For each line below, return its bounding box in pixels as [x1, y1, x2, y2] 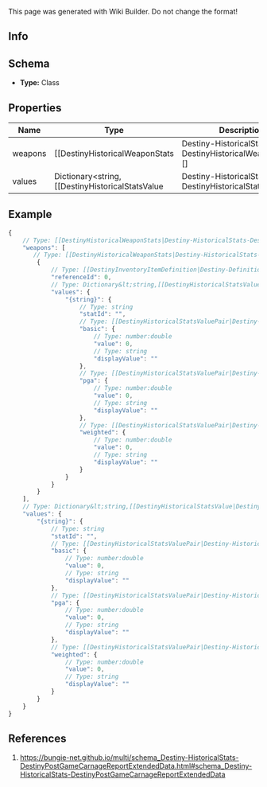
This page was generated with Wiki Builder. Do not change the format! [8, 7, 238, 16]
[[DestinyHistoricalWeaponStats [54, 148, 175, 159]
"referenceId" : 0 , [50, 274, 112, 282]
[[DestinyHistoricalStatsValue [54, 181, 164, 192]
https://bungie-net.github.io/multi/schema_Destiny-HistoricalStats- [19, 753, 239, 762]
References [8, 731, 67, 745]
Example [8, 208, 52, 221]
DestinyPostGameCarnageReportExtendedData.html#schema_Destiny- [19, 762, 253, 771]
